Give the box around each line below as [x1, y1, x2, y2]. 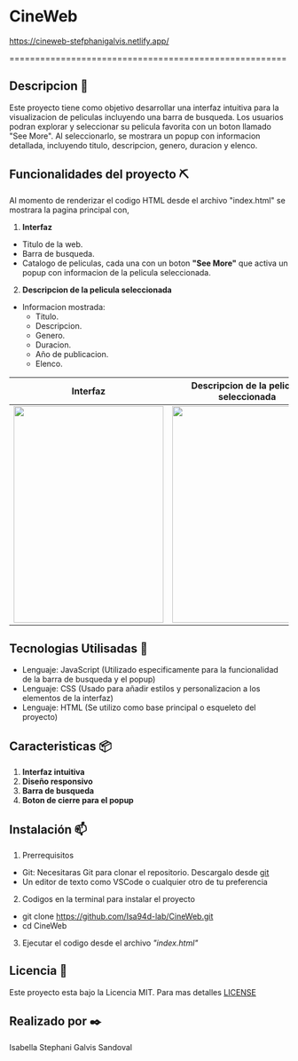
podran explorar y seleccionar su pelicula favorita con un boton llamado [9, 121, 272, 132]
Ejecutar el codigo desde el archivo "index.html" [21, 937, 199, 948]
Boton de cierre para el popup [21, 795, 135, 806]
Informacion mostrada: [21, 301, 106, 312]
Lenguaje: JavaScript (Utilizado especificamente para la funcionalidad [21, 665, 279, 675]
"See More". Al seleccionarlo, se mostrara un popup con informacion [9, 131, 261, 141]
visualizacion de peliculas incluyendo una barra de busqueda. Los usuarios [9, 111, 284, 122]
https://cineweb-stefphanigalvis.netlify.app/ [9, 36, 169, 46]
